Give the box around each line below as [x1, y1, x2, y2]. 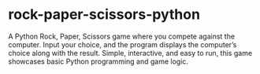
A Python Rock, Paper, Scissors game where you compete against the [8, 31, 235, 41]
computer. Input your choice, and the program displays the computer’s [8, 39, 237, 49]
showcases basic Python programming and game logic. [8, 57, 189, 66]
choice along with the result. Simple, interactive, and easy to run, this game [8, 48, 253, 57]
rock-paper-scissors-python [8, 6, 201, 24]
